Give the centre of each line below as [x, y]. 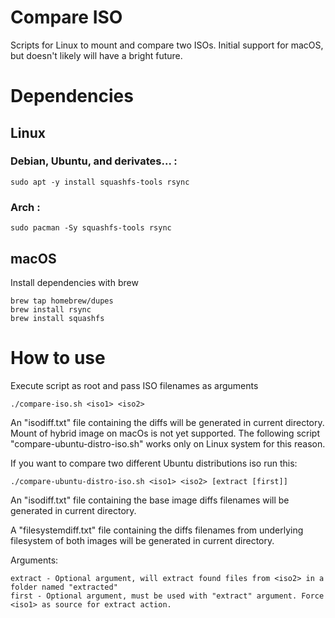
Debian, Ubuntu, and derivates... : [94, 161]
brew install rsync [51, 309]
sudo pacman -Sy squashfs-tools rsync [91, 228]
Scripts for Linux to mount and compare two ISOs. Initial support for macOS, [167, 45]
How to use [58, 358]
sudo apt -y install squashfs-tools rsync [100, 182]
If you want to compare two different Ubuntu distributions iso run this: [154, 463]
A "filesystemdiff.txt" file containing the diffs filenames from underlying [157, 530]
